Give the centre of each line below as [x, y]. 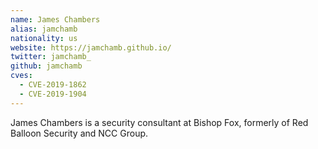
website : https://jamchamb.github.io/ [91, 47]
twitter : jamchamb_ [51, 57]
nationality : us [44, 38]
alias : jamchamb [44, 29]
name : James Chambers [55, 19]
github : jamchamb [46, 66]
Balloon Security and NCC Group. [79, 133]
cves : [21, 76]
